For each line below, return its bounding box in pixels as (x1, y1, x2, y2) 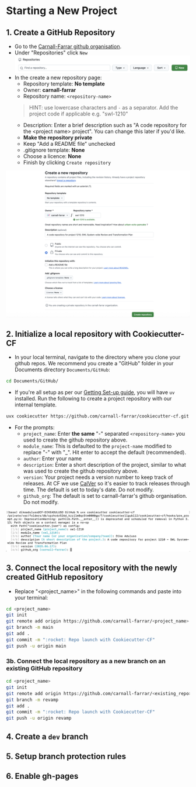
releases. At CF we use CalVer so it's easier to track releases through (23, 480, 190, 487)
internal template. (14, 401, 57, 408)
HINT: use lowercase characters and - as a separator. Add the (29, 104, 178, 111)
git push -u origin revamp (6, 716, 72, 721)
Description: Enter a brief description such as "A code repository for (23, 121, 187, 128)
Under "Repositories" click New (14, 49, 88, 56)
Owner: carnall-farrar (23, 86, 76, 93)
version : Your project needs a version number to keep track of (23, 474, 173, 481)
